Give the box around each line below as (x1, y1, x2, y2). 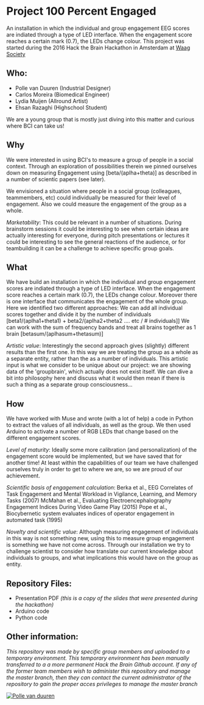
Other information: (6, 632, 79, 642)
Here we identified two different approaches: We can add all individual (6, 304, 183, 312)
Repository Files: (6, 578, 72, 588)
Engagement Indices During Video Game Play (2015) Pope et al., (6, 504, 167, 511)
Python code (15, 614, 47, 621)
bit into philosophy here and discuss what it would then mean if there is (6, 374, 185, 382)
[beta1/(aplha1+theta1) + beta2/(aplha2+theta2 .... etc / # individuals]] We (6, 317, 190, 325)
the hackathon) (15, 601, 54, 608)
